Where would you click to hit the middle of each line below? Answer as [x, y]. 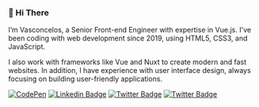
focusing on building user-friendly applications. [86, 79]
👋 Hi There [29, 13]
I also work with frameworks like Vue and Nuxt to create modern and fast [128, 62]
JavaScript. [27, 47]
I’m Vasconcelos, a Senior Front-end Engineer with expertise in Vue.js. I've [130, 30]
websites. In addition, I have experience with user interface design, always [129, 71]
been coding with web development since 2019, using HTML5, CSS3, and [128, 38]
